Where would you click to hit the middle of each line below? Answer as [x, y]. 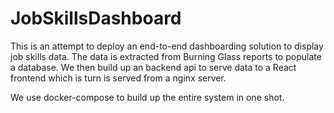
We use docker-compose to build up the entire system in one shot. [147, 97]
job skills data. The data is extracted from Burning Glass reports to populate [166, 56]
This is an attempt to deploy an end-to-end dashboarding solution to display [167, 46]
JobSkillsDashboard [96, 18]
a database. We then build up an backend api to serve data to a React [153, 67]
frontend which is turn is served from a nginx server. [118, 78]
